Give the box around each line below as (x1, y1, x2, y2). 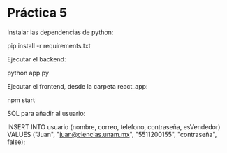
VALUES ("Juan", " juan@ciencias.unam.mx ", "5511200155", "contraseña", (7, 130, 217, 138)
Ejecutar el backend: (7, 54, 66, 64)
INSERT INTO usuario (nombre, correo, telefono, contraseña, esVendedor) (7, 122, 221, 131)
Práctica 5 (7, 5, 68, 21)
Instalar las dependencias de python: (7, 28, 114, 36)
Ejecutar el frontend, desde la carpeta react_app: (7, 82, 148, 90)
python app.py (7, 68, 50, 77)
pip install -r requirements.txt (7, 41, 91, 50)
